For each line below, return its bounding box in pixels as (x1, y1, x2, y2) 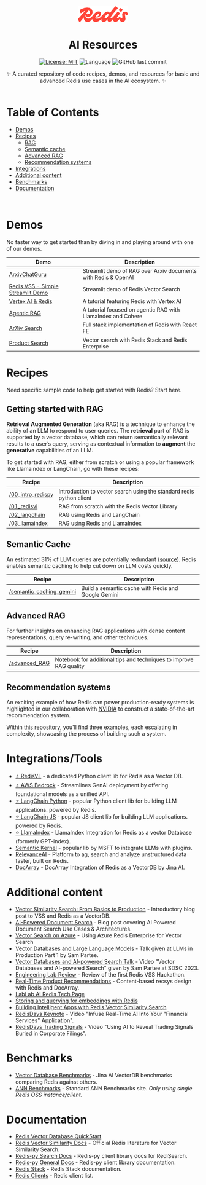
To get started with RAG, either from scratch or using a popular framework (6, 458, 194, 466)
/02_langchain (9, 511, 45, 519)
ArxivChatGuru (9, 270, 47, 278)
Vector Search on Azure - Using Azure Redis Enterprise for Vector (15, 931, 182, 939)
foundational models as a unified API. (15, 790, 110, 798)
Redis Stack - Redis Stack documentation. (15, 1165, 122, 1173)
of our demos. (6, 245, 42, 252)
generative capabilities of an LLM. (6, 446, 94, 454)
